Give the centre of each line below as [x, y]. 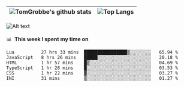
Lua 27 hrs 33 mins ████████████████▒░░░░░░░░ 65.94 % [92, 52]
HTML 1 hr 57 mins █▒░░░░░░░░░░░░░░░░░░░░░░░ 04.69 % [92, 63]
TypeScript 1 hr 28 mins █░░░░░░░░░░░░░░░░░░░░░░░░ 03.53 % [92, 68]
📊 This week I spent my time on [47, 39]
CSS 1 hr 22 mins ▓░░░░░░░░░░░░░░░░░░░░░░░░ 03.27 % [92, 73]
